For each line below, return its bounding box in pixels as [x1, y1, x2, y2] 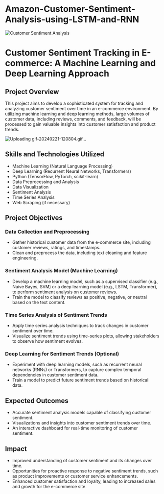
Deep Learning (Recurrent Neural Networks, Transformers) [12, 168, 131, 174]
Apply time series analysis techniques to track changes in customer [12, 323, 149, 329]
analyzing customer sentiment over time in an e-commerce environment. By [5, 105, 158, 111]
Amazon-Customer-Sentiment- [5, 3, 136, 15]
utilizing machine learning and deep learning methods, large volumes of [5, 111, 150, 117]
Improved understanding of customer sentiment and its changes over [12, 457, 152, 463]
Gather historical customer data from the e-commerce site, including [12, 239, 151, 245]
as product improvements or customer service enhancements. [12, 473, 138, 479]
